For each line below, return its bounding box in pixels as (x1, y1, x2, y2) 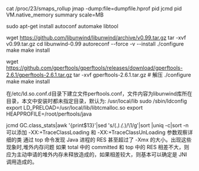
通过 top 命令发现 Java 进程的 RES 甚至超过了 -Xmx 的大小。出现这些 (23, 136, 192, 143)
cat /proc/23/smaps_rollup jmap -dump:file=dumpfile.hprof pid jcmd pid (6, 5, 182, 12)
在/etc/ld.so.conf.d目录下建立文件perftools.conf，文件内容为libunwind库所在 (6, 90, 192, 97)
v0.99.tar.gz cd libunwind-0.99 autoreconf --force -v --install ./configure (6, 41, 184, 47)
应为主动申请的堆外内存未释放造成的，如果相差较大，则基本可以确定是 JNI (6, 151, 188, 158)
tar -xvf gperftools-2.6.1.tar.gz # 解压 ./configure (73, 71, 191, 78)
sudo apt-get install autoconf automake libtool (6, 23, 118, 29)
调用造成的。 (6, 159, 37, 165)
